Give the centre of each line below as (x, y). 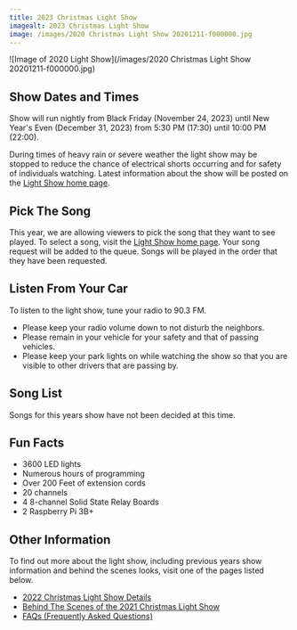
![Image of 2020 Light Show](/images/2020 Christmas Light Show (130, 60)
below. (21, 580)
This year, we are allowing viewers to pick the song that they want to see (142, 232)
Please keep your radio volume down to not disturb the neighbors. (143, 327)
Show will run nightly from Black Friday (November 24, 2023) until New (139, 119)
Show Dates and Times (74, 97)
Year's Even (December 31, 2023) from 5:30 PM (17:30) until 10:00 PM (138, 128)
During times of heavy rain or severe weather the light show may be (133, 155)
